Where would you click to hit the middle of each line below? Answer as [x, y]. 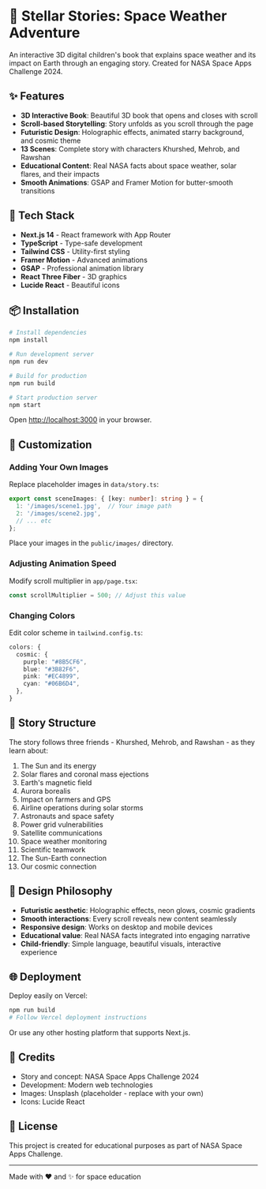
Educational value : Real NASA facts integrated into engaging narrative [135, 935]
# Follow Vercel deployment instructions [78, 1018]
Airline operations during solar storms [82, 807]
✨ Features [37, 97]
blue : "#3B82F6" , [52, 669]
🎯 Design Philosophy [61, 891]
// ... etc [34, 521]
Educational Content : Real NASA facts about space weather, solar [129, 166]
